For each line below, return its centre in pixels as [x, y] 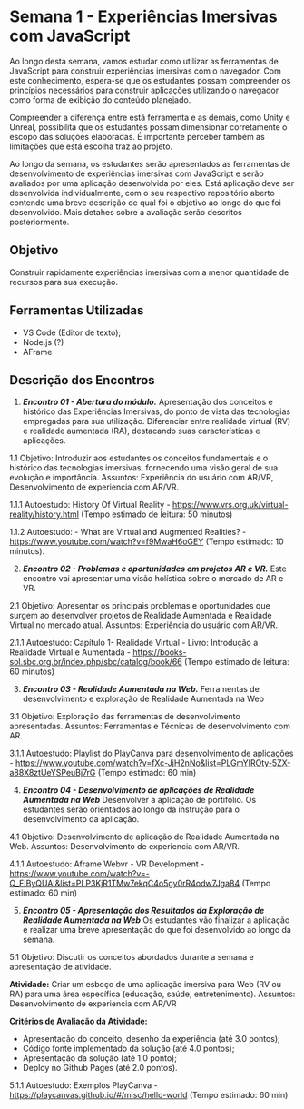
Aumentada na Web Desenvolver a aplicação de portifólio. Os [139, 800]
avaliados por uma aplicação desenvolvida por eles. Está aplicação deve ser [152, 183]
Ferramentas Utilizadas [77, 311]
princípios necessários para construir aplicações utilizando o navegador [144, 90]
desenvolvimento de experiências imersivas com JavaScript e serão [137, 173]
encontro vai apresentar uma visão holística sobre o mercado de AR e [153, 579]
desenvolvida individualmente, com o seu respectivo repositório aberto [142, 193]
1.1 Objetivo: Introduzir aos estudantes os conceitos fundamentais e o [139, 458]
